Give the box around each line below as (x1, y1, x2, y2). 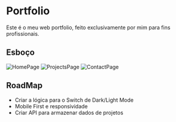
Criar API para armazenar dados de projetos (14, 109, 123, 116)
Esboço (6, 48, 35, 58)
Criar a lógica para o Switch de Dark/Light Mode (14, 96, 134, 104)
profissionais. (6, 30, 40, 37)
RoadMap (6, 80, 43, 90)
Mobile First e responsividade (14, 102, 88, 110)
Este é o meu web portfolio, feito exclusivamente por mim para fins (6, 24, 171, 31)
